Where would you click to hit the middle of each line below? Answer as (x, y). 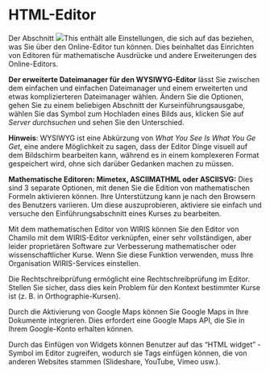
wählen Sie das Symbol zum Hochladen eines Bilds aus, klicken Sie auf (126, 114)
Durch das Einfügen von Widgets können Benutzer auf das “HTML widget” (132, 344)
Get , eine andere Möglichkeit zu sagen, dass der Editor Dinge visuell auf (128, 146)
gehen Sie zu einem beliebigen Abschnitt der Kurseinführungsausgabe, (127, 105)
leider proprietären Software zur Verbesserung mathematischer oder (123, 246)
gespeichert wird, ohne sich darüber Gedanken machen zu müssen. (121, 164)
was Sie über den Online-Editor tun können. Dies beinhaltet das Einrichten (131, 47)
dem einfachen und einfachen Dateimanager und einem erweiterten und (128, 88)
